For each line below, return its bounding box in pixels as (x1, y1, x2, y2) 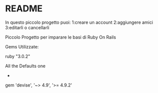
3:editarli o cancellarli (5, 24, 50, 30)
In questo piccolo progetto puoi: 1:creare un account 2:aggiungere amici (5, 19, 154, 25)
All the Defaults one (5, 63, 46, 69)
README (5, 3, 43, 14)
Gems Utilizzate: (5, 44, 39, 49)
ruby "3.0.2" (5, 53, 30, 59)
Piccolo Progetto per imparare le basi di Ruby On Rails (5, 34, 116, 40)
